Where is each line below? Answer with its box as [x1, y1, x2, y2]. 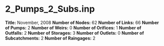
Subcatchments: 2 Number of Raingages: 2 [5, 35, 96, 41]
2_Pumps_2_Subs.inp [5, 3, 95, 15]
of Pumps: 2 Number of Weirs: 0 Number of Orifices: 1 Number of [5, 24, 141, 30]
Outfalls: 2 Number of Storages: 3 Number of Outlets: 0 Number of [5, 30, 144, 36]
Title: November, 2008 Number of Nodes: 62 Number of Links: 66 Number [5, 20, 159, 25]
